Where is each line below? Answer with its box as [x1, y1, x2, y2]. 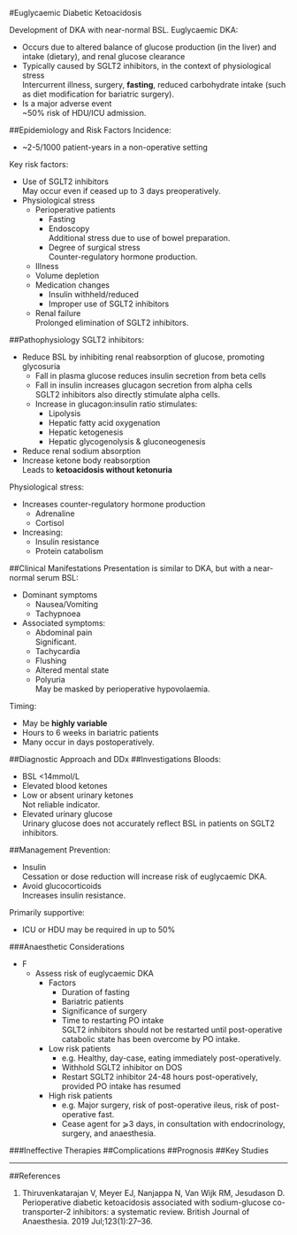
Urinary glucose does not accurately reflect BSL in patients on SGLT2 [21, 818, 276, 829]
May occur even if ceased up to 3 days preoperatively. [21, 186, 221, 196]
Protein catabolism [34, 546, 104, 556]
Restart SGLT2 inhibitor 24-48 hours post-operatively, [61, 1071, 258, 1082]
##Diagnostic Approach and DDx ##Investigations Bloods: [9, 754, 221, 764]
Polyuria [34, 675, 66, 684]
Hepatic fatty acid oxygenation [48, 418, 161, 428]
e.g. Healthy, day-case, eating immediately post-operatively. [61, 1053, 282, 1063]
